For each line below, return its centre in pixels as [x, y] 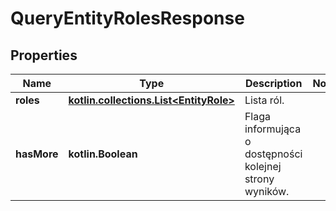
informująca [273, 129]
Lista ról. [264, 100]
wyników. [267, 191]
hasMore [37, 154]
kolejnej [263, 166]
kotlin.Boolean [103, 154]
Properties [44, 55]
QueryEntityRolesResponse [127, 18]
